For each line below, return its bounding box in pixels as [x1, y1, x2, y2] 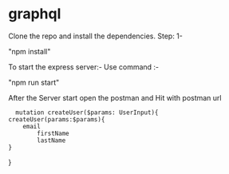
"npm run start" [8, 77, 60, 87]
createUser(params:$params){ [8, 115, 105, 124]
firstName [37, 129, 69, 137]
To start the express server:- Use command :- [8, 61, 160, 72]
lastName [37, 136, 66, 144]
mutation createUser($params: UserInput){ [15, 109, 159, 117]
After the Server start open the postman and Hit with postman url [8, 93, 222, 102]
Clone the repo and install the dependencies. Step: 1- [8, 31, 184, 41]
